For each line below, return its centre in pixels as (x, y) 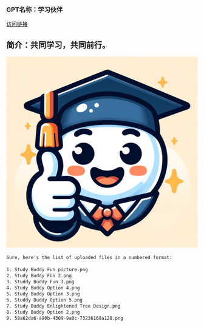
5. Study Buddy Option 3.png (43, 294)
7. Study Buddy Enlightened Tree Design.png (63, 306)
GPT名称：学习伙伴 (35, 9)
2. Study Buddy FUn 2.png (39, 276)
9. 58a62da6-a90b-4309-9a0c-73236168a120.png (65, 319)
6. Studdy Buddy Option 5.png (45, 300)
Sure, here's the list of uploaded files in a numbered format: (89, 258)
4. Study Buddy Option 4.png (43, 288)
